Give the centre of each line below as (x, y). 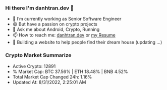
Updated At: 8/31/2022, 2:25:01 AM (49, 82)
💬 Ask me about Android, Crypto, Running (56, 29)
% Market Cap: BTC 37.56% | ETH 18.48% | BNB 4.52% (70, 71)
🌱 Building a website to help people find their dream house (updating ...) (87, 42)
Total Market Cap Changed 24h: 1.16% (52, 76)
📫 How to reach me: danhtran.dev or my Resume (64, 35)
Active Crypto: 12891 (34, 66)
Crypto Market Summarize (38, 55)
